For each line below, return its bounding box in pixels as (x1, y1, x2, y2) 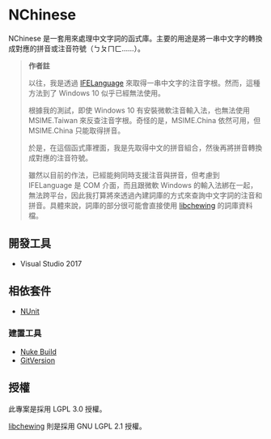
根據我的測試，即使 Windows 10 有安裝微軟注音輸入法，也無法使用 (28, 105, 251, 115)
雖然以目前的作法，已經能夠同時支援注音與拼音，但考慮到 (28, 170, 220, 180)
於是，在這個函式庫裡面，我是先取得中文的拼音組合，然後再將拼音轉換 (28, 143, 263, 152)
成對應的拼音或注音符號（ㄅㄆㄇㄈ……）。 (8, 43, 146, 53)
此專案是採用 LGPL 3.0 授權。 (8, 403, 107, 414)
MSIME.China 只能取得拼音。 (28, 126, 125, 135)
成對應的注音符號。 (28, 152, 93, 163)
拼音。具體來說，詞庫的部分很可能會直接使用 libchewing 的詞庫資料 (28, 200, 253, 210)
